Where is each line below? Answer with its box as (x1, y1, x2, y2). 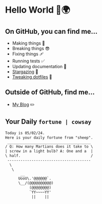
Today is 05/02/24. (5, 130, 45, 135)
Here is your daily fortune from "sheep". (5, 135, 93, 140)
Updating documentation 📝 (12, 64, 67, 69)
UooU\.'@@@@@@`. (18, 176, 51, 181)
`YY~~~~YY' (29, 190, 51, 195)
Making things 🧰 (12, 40, 45, 46)
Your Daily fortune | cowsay (5, 118, 92, 126)
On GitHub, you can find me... (5, 27, 98, 35)
